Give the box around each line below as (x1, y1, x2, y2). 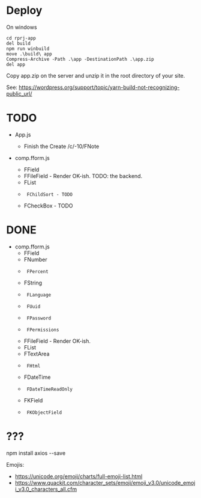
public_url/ (6, 90, 32, 97)
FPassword (26, 315, 52, 321)
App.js (14, 131, 31, 138)
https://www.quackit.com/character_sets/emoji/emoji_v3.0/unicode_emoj (14, 479, 196, 486)
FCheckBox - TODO (23, 202, 73, 209)
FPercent (26, 268, 49, 274)
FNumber (23, 256, 47, 263)
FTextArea (23, 350, 50, 357)
